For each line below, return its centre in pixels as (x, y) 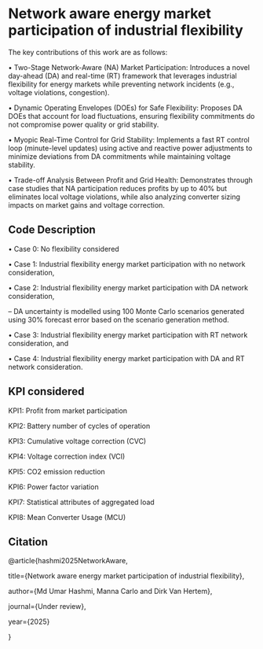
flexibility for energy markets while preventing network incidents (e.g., (121, 84)
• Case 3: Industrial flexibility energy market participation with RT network (128, 334)
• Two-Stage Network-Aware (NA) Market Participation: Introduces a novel (129, 67)
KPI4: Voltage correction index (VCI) (67, 456)
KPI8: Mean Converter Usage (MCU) (67, 517)
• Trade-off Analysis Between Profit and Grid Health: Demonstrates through (131, 180)
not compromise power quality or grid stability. (84, 124)
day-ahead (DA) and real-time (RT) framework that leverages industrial (122, 76)
